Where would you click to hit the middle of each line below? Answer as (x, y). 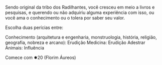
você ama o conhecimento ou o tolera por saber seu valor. (65, 18)
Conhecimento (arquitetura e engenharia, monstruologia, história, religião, (81, 37)
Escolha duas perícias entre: (34, 27)
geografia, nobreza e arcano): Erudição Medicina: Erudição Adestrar (75, 42)
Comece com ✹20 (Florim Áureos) (41, 57)
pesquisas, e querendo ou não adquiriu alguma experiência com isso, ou (80, 12)
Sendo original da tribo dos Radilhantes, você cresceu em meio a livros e (80, 7)
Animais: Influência (25, 48)
